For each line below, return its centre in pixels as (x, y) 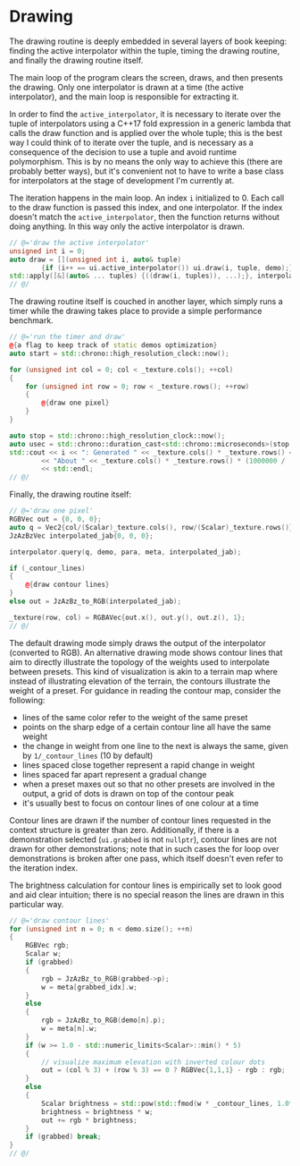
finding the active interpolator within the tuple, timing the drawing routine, (145, 50)
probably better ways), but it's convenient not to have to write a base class (146, 171)
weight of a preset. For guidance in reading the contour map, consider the (145, 690)
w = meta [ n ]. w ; (70, 1029)
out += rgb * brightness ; (90, 1120)
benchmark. (31, 320)
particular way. (37, 904)
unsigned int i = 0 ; (48, 251)
